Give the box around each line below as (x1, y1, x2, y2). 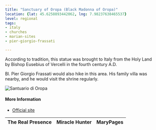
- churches (5, 30, 27, 34)
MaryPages (96, 118, 124, 125)
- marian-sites (5, 34, 36, 39)
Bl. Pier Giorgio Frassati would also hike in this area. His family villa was (5, 71, 147, 77)
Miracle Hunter (56, 118, 92, 125)
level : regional (5, 16, 38, 21)
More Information (5, 97, 41, 102)
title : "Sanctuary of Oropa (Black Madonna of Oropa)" (5, 7, 118, 12)
